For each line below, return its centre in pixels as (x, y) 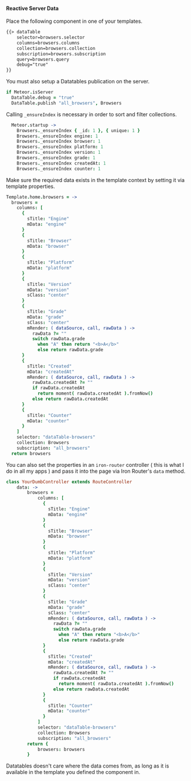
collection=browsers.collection (56, 48)
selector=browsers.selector (51, 38)
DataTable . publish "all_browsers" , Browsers (66, 103)
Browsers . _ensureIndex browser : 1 (59, 142)
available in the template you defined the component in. (73, 772)
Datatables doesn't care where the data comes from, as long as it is (88, 766)
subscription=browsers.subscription (62, 54)
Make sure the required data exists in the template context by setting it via (95, 180)
